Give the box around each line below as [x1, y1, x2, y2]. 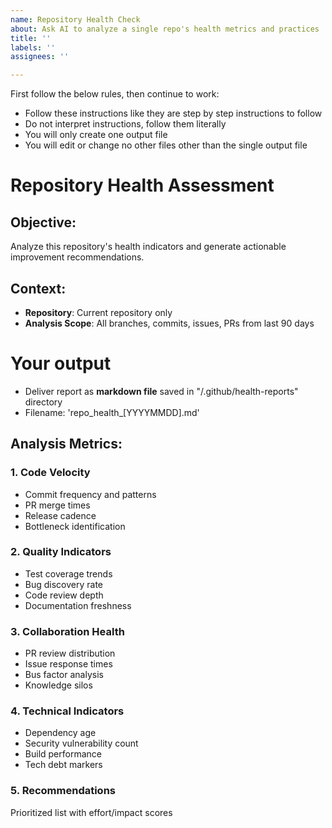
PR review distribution [24, 647, 116, 660]
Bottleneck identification [24, 520, 126, 532]
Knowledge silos [24, 679, 93, 691]
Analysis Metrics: [10, 436, 123, 453]
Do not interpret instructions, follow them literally [24, 118, 227, 130]
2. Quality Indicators [10, 545, 112, 559]
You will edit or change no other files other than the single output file [24, 139, 308, 151]
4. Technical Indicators [10, 704, 125, 718]
